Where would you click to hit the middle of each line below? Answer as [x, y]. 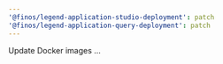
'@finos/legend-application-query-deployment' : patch [110, 25]
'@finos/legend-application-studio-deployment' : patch [111, 17]
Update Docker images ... [54, 50]
